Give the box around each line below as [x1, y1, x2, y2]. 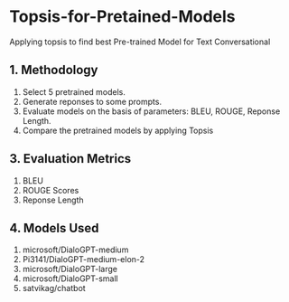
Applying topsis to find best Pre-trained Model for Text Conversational [9, 36, 271, 47]
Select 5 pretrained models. [22, 86, 126, 97]
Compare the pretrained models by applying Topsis [22, 125, 214, 136]
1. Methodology [9, 62, 98, 78]
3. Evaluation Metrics [9, 151, 132, 166]
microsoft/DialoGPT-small [22, 273, 119, 284]
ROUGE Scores [22, 184, 79, 195]
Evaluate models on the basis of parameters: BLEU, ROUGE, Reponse [22, 106, 281, 117]
